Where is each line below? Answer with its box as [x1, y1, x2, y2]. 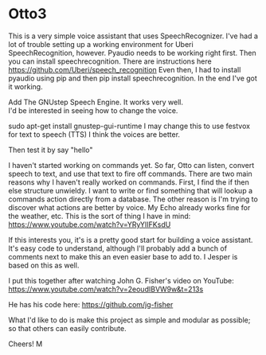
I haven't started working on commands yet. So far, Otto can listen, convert [8, 160, 255, 170]
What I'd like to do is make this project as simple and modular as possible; [8, 315, 251, 325]
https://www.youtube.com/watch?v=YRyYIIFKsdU [8, 220, 171, 229]
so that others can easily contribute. [8, 323, 127, 333]
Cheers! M [8, 339, 43, 349]
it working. [8, 81, 43, 92]
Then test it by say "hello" [8, 145, 93, 154]
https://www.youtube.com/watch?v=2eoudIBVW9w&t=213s [8, 284, 204, 294]
